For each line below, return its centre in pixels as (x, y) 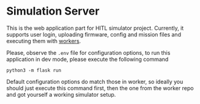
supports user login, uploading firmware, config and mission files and (94, 34)
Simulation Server (53, 11)
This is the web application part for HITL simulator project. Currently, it (95, 28)
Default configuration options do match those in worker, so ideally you (95, 81)
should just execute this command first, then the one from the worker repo (100, 88)
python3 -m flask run (34, 70)
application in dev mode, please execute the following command (87, 59)
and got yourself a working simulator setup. (61, 94)
